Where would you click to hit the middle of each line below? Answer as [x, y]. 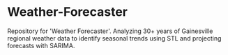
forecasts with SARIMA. [41, 45]
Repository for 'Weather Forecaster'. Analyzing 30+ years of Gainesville [110, 31]
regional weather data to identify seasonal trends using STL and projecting [114, 38]
